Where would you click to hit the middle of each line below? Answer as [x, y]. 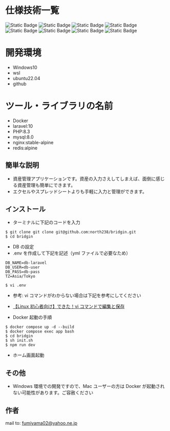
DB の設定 [23, 247]
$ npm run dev [20, 345]
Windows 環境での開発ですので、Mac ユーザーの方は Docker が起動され [89, 386]
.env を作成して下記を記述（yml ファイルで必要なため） [71, 253]
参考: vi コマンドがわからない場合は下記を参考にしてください [77, 296]
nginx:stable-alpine [33, 142]
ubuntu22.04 [26, 78]
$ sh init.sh [19, 341]
